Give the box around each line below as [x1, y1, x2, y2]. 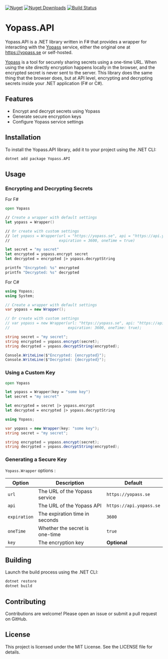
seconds [38, 516, 59, 523]
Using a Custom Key [5, 369, 55, 376]
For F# [5, 196, 19, 202]
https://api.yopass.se [106, 502, 160, 508]
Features [5, 95, 33, 103]
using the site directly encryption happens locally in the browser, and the [5, 64, 155, 70]
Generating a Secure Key [5, 456, 67, 463]
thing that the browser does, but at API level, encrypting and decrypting [5, 75, 153, 81]
